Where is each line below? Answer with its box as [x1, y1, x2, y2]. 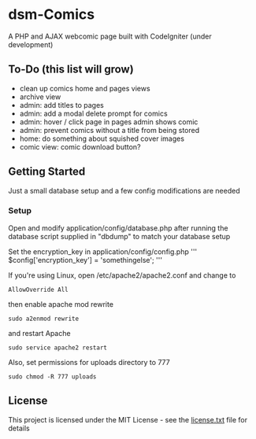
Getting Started [8, 165, 86, 179]
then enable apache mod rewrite [8, 299, 114, 308]
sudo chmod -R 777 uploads [8, 372, 97, 381]
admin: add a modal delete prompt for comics [19, 109, 168, 118]
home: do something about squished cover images [19, 134, 185, 143]
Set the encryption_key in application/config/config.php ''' [8, 246, 198, 256]
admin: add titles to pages [19, 100, 104, 109]
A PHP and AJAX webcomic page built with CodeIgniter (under [8, 31, 212, 41]
